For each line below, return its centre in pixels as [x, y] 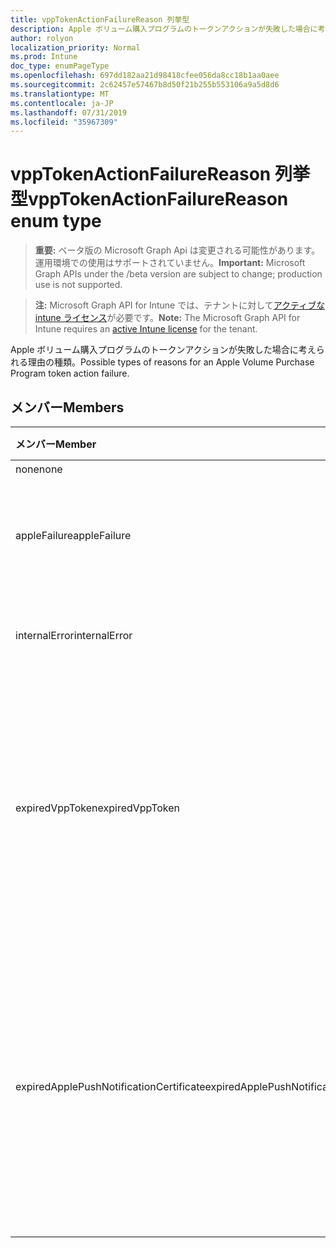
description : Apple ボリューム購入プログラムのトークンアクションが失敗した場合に [164, 29]
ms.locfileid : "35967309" [64, 122]
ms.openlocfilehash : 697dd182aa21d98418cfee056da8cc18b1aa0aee [145, 76]
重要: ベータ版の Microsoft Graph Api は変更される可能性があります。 [177, 250]
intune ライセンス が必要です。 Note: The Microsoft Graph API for [167, 318]
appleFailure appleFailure [73, 535]
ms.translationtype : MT [60, 94]
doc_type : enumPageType [60, 66]
